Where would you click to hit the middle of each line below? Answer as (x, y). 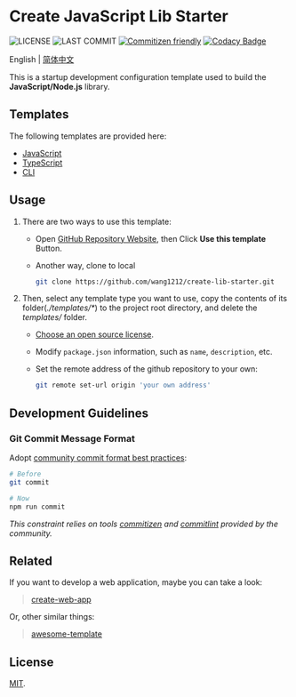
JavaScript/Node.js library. (60, 86)
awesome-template (66, 634)
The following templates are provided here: (88, 136)
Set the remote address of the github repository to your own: (146, 369)
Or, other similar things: (52, 617)
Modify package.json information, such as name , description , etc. (154, 352)
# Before (25, 474)
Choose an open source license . (94, 334)
